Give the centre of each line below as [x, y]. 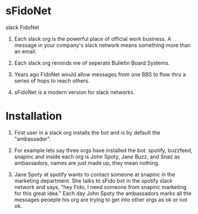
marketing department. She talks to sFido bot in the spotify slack [93, 181]
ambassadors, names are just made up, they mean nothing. [87, 163]
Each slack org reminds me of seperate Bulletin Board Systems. [92, 63]
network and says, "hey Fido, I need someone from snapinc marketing [100, 187]
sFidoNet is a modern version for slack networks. [74, 92]
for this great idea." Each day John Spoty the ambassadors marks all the [103, 193]
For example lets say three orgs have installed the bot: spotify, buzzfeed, [103, 150]
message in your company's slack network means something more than [102, 45]
